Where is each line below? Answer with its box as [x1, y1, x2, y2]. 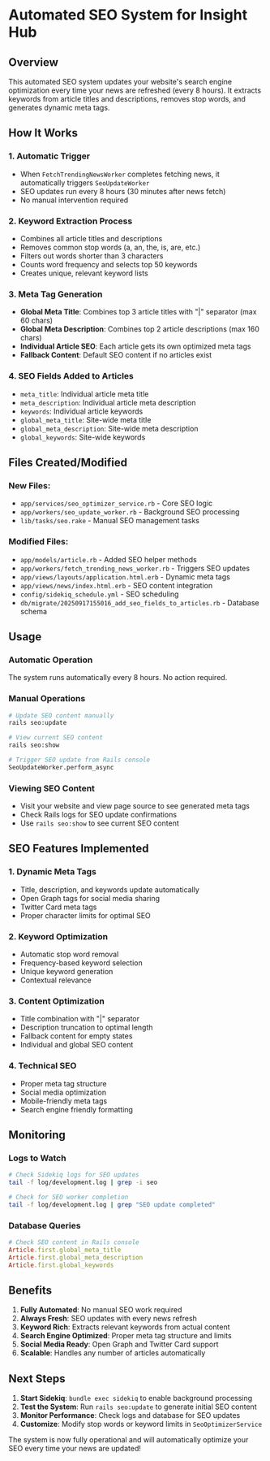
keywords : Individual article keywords [19, 406, 144, 416]
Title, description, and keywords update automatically [19, 884, 200, 895]
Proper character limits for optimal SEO [19, 910, 152, 920]
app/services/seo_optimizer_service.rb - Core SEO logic [19, 498, 213, 509]
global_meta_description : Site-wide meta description [19, 423, 199, 433]
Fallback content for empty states [19, 1031, 133, 1041]
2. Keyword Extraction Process [8, 215, 133, 227]
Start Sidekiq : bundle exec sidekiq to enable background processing [19, 1394, 253, 1403]
